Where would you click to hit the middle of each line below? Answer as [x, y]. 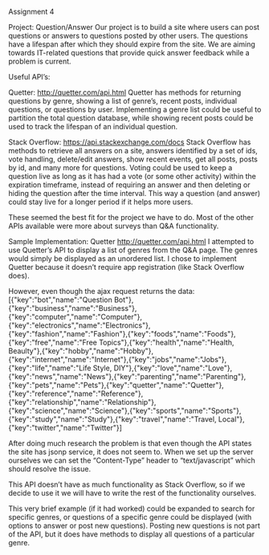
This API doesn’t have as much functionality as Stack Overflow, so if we [127, 484]
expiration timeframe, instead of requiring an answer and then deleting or [129, 185]
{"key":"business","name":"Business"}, [73, 308]
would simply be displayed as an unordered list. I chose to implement [122, 259]
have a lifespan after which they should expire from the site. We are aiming [132, 44]
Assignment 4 [31, 12]
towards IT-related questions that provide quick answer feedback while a [129, 53]
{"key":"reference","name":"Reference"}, [76, 394]
